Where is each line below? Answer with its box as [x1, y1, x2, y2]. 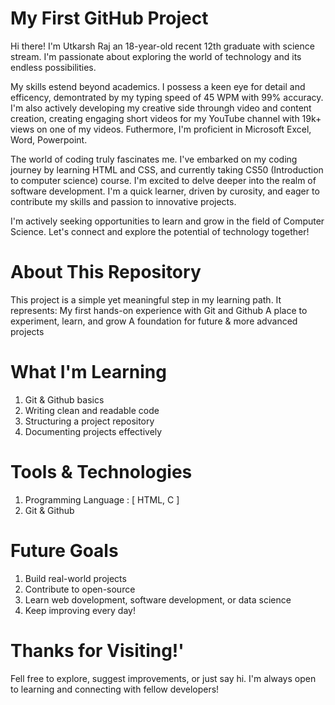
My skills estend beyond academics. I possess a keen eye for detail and [10, 80, 306, 92]
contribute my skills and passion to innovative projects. [10, 195, 237, 207]
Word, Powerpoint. [10, 133, 88, 146]
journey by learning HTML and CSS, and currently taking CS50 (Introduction [10, 163, 324, 176]
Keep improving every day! [24, 604, 136, 616]
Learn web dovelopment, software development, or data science [24, 593, 292, 606]
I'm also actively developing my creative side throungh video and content [10, 102, 312, 114]
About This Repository [10, 261, 202, 284]
